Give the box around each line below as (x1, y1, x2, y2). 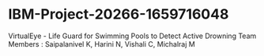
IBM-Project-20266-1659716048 (8, 5, 229, 23)
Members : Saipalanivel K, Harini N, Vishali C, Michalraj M (8, 39, 195, 48)
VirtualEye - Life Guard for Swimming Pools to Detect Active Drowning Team (8, 31, 257, 40)
